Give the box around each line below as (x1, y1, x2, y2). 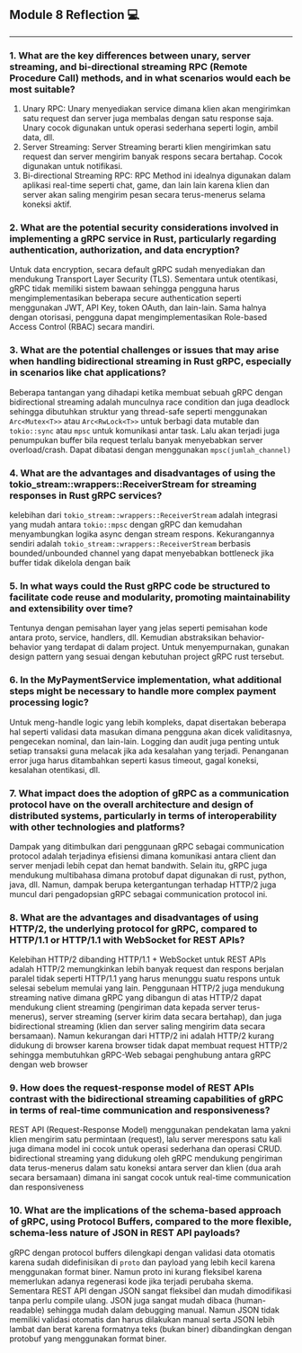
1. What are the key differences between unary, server (9, 49, 252, 61)
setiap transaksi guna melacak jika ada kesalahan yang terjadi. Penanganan (9, 745, 289, 756)
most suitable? (9, 83, 75, 95)
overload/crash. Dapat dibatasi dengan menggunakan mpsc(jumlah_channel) (9, 444, 292, 455)
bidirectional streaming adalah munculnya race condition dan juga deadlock (9, 396, 290, 407)
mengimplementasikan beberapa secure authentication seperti (9, 293, 242, 304)
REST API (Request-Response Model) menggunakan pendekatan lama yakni (9, 1125, 291, 1135)
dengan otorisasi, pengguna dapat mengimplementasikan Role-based (9, 312, 268, 323)
